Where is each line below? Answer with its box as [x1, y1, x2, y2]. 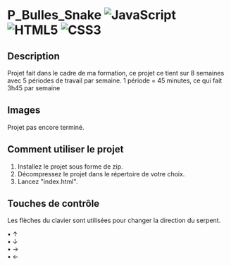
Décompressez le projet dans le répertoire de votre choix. [17, 169, 185, 178]
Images [7, 104, 41, 116]
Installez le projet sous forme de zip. [17, 162, 123, 171]
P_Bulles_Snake [7, 7, 102, 23]
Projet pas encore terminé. [7, 123, 85, 131]
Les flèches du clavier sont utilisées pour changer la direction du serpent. [7, 216, 221, 225]
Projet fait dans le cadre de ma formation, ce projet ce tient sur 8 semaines [7, 69, 225, 77]
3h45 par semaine [7, 84, 61, 92]
